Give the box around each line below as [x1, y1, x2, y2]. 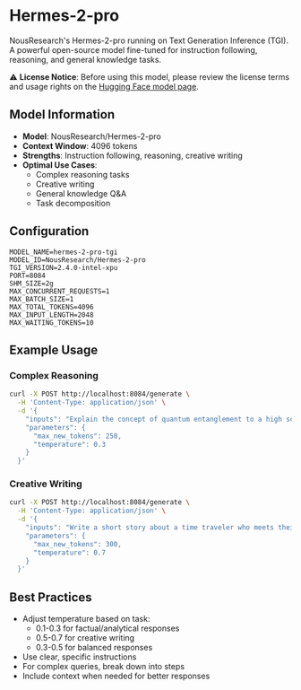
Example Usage [9, 342, 99, 357]
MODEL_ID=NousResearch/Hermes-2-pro [9, 255, 146, 265]
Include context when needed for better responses [21, 670, 211, 682]
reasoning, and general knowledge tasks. [9, 54, 162, 65]
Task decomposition [35, 197, 111, 208]
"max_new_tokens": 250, [32, 432, 123, 441]
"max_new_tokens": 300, [32, 539, 123, 548]
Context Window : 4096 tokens [21, 140, 138, 151]
